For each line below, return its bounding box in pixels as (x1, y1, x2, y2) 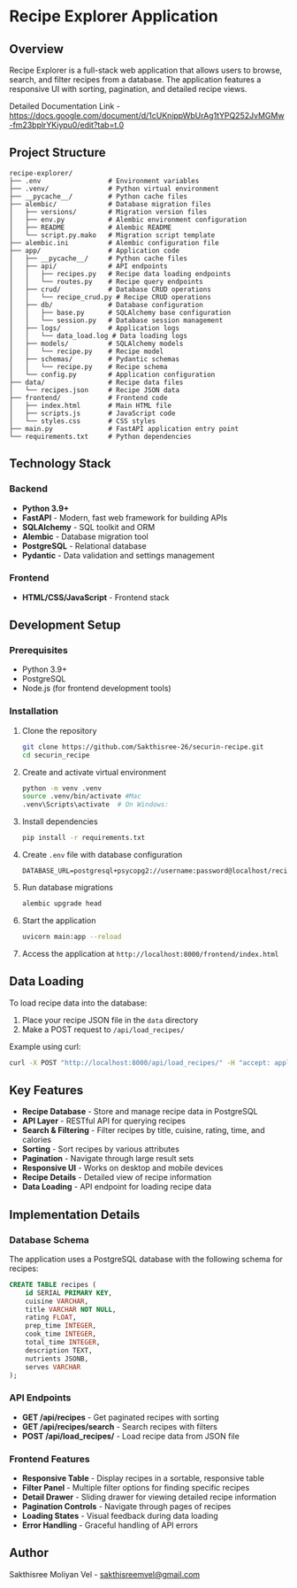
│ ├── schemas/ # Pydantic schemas (9, 354, 179, 364)
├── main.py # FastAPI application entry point (9, 424, 240, 433)
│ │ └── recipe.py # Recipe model (9, 347, 164, 356)
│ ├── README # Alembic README (9, 223, 172, 232)
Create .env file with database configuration (21, 850, 183, 860)
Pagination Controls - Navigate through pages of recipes (21, 1501, 232, 1512)
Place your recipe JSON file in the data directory (21, 1014, 199, 1025)
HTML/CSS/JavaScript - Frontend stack (21, 591, 170, 603)
